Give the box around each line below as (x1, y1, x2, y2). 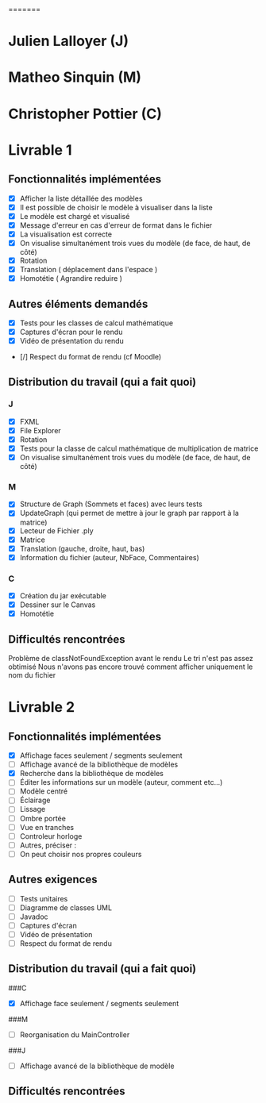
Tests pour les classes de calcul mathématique (19, 318, 173, 328)
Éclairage (19, 795, 51, 805)
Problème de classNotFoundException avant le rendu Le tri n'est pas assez (8, 654, 254, 663)
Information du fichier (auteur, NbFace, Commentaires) (19, 552, 200, 562)
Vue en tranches (19, 822, 75, 832)
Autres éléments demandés (8, 297, 148, 310)
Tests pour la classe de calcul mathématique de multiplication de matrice (19, 444, 259, 453)
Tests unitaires (19, 894, 68, 903)
